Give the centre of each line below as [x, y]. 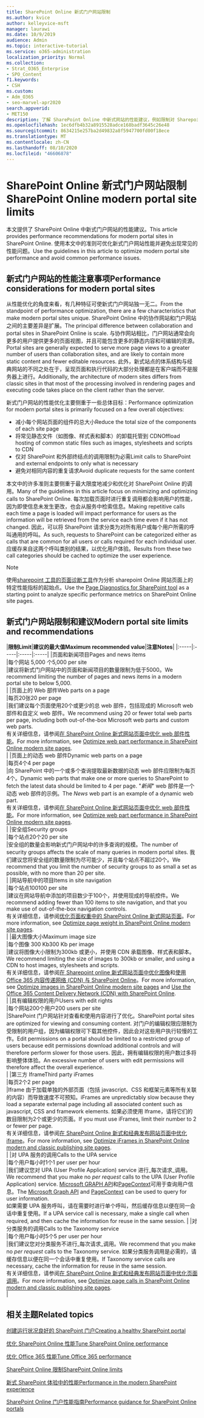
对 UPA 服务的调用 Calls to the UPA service [64, 1155]
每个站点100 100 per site [38, 888]
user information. [28, 1199]
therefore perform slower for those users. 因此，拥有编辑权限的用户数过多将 [101, 1053]
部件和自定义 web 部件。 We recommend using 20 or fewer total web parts [99, 713]
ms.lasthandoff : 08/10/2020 [42, 148]
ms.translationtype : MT [36, 137]
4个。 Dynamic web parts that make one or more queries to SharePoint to [98, 778]
